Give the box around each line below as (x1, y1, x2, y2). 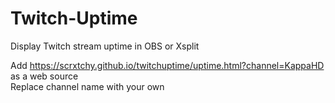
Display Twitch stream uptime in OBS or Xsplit (10, 40, 200, 52)
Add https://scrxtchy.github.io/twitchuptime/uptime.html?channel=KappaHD (10, 59, 325, 71)
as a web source (10, 70, 79, 82)
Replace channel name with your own (10, 80, 165, 92)
